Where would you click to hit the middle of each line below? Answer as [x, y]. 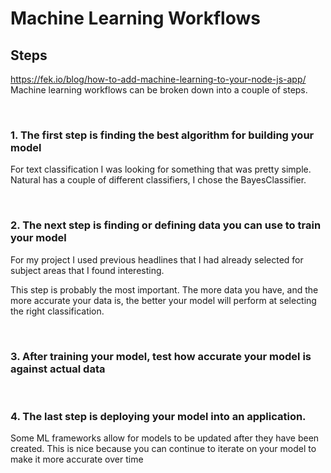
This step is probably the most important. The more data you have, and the [164, 289]
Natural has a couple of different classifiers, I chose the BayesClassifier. [158, 180]
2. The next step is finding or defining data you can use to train [166, 225]
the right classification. [57, 311]
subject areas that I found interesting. [87, 270]
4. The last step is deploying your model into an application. [158, 416]
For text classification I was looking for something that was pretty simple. [161, 169]
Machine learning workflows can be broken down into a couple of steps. [159, 90]
